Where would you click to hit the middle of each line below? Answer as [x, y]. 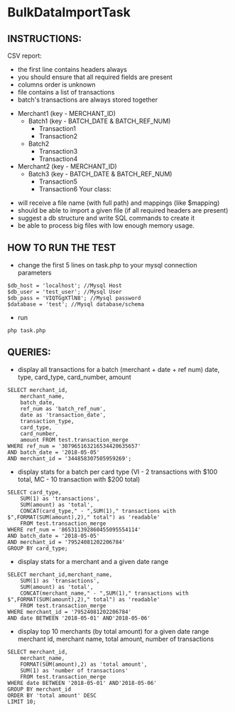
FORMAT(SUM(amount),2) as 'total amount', [84, 664]
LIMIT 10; [22, 701]
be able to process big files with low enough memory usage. [106, 225]
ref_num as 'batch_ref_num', [63, 409]
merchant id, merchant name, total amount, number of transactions [116, 639]
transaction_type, [47, 421]
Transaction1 [58, 128]
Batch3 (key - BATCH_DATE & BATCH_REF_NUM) [100, 174]
